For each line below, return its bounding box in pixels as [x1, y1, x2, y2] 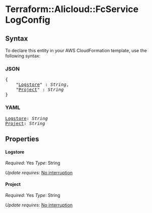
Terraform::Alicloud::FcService [5, 4, 139, 15]
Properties [5, 135, 39, 143]
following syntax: [5, 53, 41, 59]
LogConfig [5, 14, 50, 26]
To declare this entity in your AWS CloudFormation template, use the [5, 48, 147, 53]
